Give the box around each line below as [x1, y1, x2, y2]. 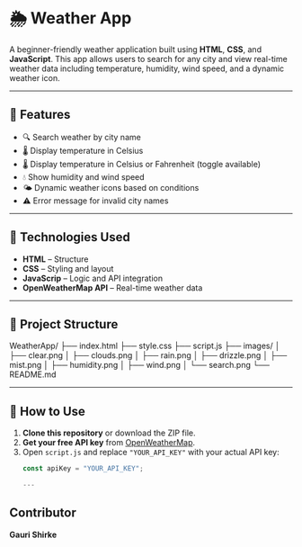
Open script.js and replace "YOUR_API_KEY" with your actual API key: [22, 447, 280, 458]
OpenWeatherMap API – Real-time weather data [22, 282, 203, 293]
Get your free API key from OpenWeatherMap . [22, 437, 196, 448]
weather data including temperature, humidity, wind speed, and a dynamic [9, 63, 285, 74]
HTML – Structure [22, 254, 89, 265]
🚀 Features [9, 107, 71, 122]
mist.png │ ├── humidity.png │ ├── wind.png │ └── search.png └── [9, 360, 270, 371]
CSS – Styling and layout [22, 263, 114, 273]
